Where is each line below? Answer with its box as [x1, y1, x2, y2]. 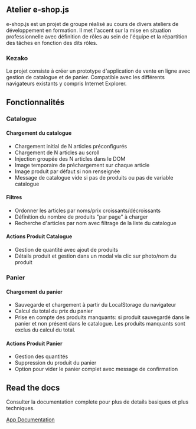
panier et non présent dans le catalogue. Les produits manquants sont [14, 320, 186, 327]
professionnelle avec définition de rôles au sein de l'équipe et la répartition [6, 32, 188, 40]
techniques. [6, 405, 35, 412]
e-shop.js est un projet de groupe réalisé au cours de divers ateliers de [6, 20, 179, 27]
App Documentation [6, 416, 55, 423]
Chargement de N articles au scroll [14, 149, 100, 156]
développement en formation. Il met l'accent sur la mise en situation [6, 27, 171, 34]
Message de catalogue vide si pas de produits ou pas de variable [14, 174, 174, 181]
